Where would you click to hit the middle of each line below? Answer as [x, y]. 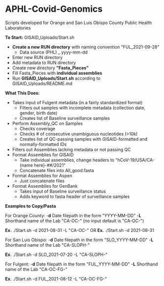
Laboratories [18, 28]
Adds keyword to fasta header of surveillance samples [75, 196]
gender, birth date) [38, 113]
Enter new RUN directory [37, 57]
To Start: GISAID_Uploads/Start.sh [40, 37]
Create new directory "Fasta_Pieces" [51, 68]
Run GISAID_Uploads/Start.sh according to [56, 78]
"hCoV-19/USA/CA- [135, 160]
